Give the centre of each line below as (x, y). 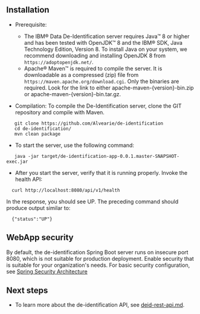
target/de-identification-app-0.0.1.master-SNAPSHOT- (111, 156)
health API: (29, 179)
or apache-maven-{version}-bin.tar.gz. (73, 94)
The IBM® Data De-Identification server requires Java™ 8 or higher (107, 36)
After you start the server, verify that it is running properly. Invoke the (101, 172)
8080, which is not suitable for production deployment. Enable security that (100, 258)
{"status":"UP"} (32, 219)
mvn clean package (37, 134)
